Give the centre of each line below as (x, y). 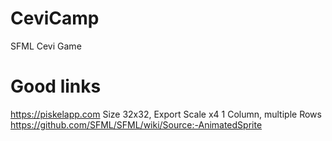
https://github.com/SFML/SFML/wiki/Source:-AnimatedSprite (136, 124)
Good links (56, 86)
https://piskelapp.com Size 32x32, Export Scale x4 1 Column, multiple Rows (166, 114)
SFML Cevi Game (46, 46)
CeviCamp (55, 18)
